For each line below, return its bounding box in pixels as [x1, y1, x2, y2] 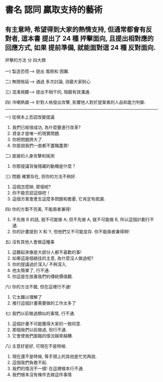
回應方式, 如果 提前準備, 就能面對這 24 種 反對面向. [5, 43, 156, 51]
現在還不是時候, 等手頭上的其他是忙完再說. [12, 353, 97, 359]
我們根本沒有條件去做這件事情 [12, 372, 72, 377]
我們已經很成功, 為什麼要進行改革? [12, 125, 81, 130]
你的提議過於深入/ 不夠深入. [12, 261, 67, 267]
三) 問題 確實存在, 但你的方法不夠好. [5, 174, 77, 179]
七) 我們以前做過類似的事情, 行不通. [5, 311, 76, 316]
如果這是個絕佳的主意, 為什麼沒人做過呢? [12, 255, 94, 261]
